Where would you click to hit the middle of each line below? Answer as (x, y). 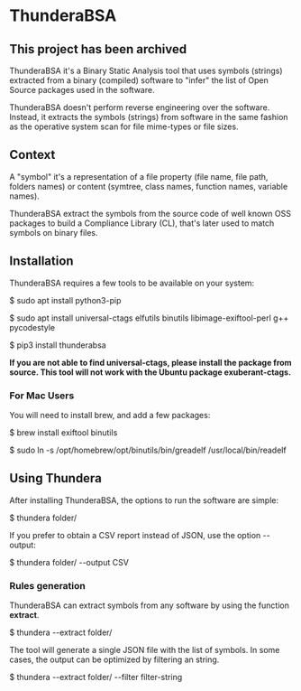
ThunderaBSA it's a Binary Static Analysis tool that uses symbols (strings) (146, 70)
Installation (41, 261)
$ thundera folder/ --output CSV (69, 562)
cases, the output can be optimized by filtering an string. (114, 659)
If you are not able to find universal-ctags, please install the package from (150, 362)
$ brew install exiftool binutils (64, 432)
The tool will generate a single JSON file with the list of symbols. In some (145, 650)
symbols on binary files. (54, 232)
